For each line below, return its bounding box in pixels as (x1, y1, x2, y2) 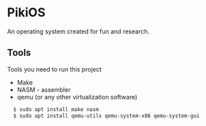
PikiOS (7, 5, 46, 20)
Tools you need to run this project (7, 65, 102, 73)
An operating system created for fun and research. (7, 27, 150, 35)
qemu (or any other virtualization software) (16, 93, 138, 101)
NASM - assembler (16, 85, 71, 93)
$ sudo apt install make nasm (13, 106, 99, 113)
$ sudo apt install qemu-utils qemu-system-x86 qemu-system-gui (13, 112, 200, 119)
